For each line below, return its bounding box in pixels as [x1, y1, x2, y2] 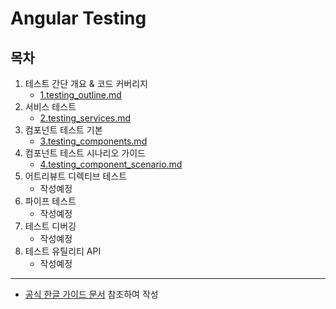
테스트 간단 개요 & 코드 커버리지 [24, 78, 148, 89]
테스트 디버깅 [24, 220, 77, 232]
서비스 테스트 [24, 101, 77, 112]
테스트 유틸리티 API [24, 245, 102, 257]
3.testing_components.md [39, 135, 148, 147]
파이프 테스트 [24, 195, 77, 207]
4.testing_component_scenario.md [39, 158, 183, 170]
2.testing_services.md [39, 112, 132, 124]
